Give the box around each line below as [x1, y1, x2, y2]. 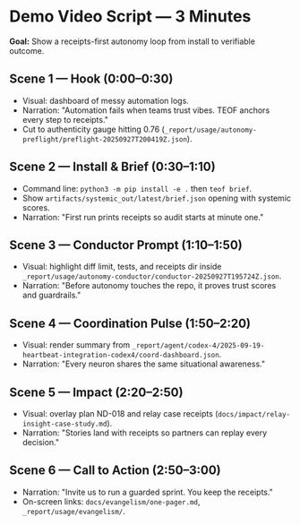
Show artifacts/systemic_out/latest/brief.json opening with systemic [21, 193, 292, 203]
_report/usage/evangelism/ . [21, 505, 125, 516]
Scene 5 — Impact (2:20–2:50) [9, 384, 184, 400]
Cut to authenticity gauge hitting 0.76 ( [21, 124, 166, 134]
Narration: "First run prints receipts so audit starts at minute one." [21, 211, 264, 222]
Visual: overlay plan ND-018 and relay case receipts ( [21, 409, 219, 418]
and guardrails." [21, 289, 81, 301]
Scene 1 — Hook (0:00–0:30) [9, 72, 174, 87]
